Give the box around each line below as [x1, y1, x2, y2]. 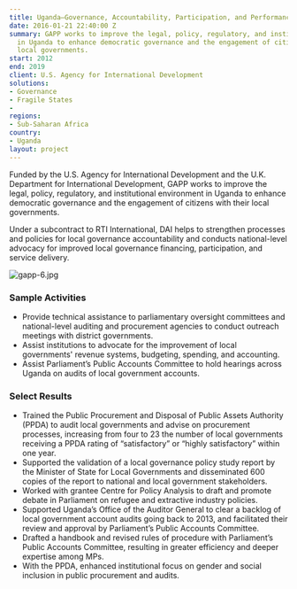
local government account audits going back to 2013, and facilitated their [21, 514, 288, 524]
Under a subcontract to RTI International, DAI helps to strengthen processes [9, 223, 286, 235]
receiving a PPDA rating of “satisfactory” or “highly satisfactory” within [21, 438, 280, 449]
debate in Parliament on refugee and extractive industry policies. [21, 495, 258, 506]
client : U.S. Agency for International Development [9, 71, 203, 80]
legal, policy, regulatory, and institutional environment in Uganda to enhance [9, 188, 286, 198]
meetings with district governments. [21, 329, 154, 341]
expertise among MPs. [21, 551, 104, 562]
